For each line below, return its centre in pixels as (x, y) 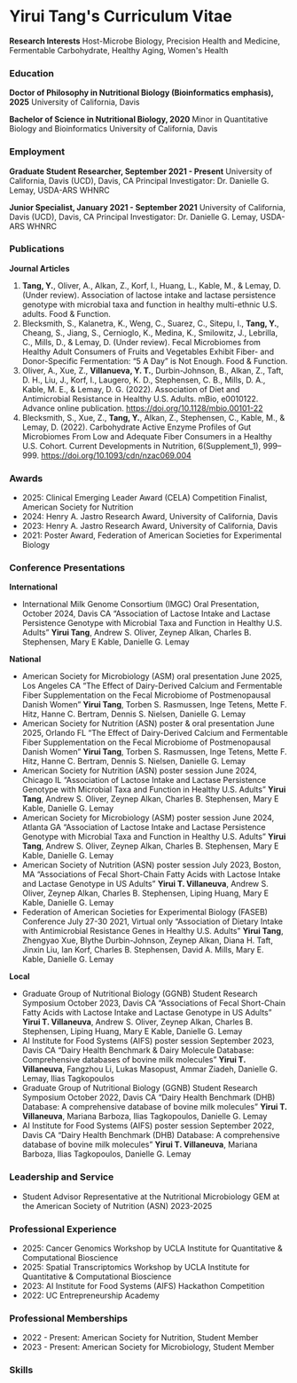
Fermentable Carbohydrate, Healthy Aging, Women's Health (119, 50)
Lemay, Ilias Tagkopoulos (68, 1079)
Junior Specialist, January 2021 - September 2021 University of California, (148, 207)
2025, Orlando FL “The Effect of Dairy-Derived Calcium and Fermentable (155, 733)
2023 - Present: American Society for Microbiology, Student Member (148, 1347)
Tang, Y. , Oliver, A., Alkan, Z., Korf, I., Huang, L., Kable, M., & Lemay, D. (152, 285)
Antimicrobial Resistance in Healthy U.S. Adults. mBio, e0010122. (140, 399)
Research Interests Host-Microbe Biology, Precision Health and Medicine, (145, 41)
